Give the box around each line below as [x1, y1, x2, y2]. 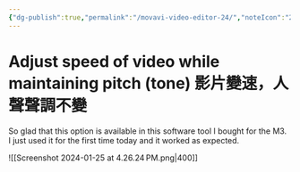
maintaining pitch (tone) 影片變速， [8, 73, 274, 94]
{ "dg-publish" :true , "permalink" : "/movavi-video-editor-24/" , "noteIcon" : [8, 12, 286, 22]
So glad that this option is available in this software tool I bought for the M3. [8, 126, 287, 136]
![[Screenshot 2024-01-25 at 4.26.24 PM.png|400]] [8, 152, 199, 163]
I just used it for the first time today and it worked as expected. [8, 135, 240, 145]
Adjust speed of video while [8, 51, 220, 71]
